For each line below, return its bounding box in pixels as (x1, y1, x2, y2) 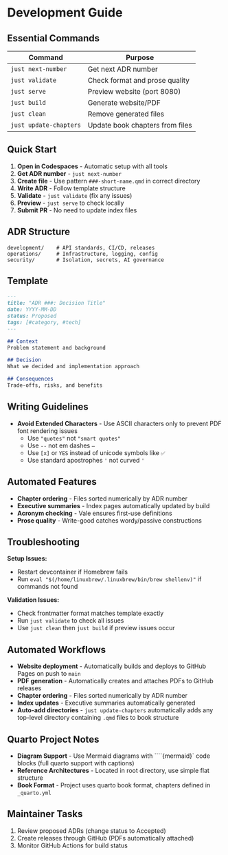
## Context (7, 338, 38, 345)
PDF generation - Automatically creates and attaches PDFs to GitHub (16, 677, 214, 685)
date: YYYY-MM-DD (7, 306, 57, 313)
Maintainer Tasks (7, 808, 83, 820)
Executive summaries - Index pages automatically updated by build (16, 501, 210, 510)
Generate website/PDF (87, 98, 161, 108)
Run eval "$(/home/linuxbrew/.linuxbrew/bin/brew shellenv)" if (16, 575, 202, 583)
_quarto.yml (16, 789, 52, 796)
